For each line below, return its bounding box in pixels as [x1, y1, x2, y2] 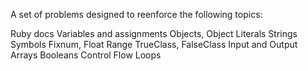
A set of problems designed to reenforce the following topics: [10, 9, 263, 20]
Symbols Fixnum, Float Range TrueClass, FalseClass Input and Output [10, 39, 298, 50]
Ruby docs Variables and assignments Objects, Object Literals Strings [10, 28, 298, 39]
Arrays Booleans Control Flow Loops [10, 49, 162, 61]
